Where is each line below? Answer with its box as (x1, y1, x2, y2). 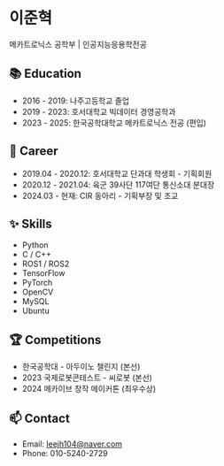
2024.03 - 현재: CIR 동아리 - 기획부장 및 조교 (21, 190, 179, 201)
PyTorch (21, 278, 53, 288)
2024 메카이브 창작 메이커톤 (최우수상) (21, 384, 157, 394)
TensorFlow (21, 268, 66, 279)
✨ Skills (9, 216, 53, 231)
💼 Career (9, 143, 59, 159)
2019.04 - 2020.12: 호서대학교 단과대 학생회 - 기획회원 (21, 168, 212, 179)
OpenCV (21, 286, 54, 297)
